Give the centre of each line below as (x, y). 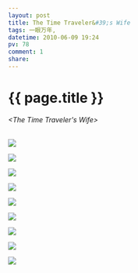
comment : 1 (26, 52)
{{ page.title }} (56, 98)
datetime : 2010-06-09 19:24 (54, 37)
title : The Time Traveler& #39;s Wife (69, 23)
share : (19, 60)
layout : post (29, 15)
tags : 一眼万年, (32, 30)
